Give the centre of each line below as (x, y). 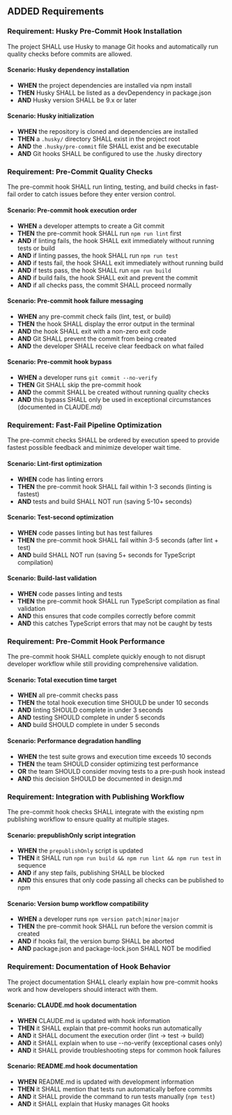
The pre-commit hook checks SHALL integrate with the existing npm (106, 811)
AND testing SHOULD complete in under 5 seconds (91, 717)
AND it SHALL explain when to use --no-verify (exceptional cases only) (120, 1043)
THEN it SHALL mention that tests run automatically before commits (115, 1089)
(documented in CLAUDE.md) (60, 407)
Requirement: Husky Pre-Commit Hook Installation (95, 31)
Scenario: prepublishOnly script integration (71, 835)
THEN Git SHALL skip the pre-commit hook (79, 385)
